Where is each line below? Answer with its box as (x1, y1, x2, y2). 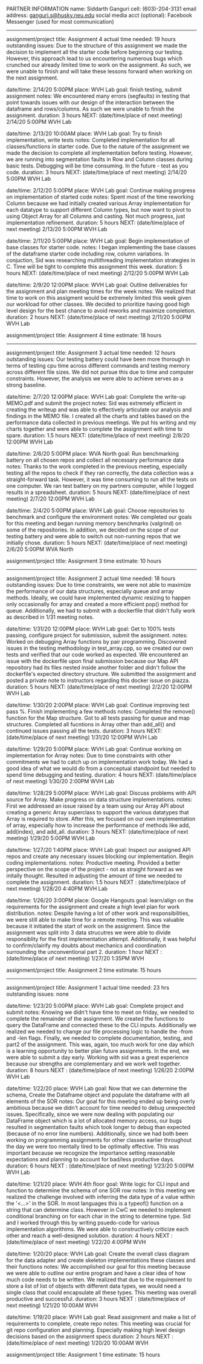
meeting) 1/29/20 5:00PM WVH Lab (6, 834, 95, 842)
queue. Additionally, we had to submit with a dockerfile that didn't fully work (6, 607, 196, 614)
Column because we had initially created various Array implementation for (6, 200, 191, 207)
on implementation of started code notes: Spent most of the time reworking (6, 194, 194, 200)
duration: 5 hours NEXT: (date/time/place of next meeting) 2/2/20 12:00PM (6, 683, 192, 690)
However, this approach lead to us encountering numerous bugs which (6, 55, 183, 62)
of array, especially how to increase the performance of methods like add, (6, 822, 190, 829)
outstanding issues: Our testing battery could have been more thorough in (6, 356, 190, 363)
